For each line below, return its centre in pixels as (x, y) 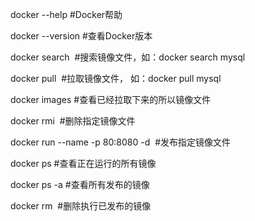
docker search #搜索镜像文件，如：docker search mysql (128, 57)
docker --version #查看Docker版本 (81, 36)
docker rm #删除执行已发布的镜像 (81, 206)
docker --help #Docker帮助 (66, 14)
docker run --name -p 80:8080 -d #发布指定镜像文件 (121, 142)
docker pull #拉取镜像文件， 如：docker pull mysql (116, 78)
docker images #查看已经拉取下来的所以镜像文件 (111, 99)
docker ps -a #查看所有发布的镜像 (80, 184)
